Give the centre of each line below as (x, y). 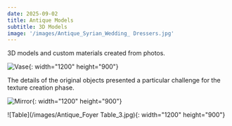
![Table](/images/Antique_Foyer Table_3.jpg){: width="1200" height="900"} (116, 115)
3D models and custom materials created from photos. (86, 53)
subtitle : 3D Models (38, 27)
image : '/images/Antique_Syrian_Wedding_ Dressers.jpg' (91, 33)
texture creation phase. (41, 87)
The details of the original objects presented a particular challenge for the (114, 80)
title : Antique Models (40, 20)
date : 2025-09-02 (33, 14)
